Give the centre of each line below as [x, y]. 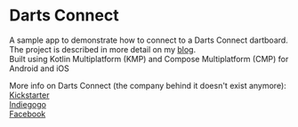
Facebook [28, 114]
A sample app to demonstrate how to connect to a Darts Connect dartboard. [149, 40]
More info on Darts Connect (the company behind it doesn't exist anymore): [148, 85]
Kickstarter [29, 95]
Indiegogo [28, 104]
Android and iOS [39, 68]
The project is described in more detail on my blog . [103, 49]
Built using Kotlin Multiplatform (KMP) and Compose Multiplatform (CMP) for [149, 59]
